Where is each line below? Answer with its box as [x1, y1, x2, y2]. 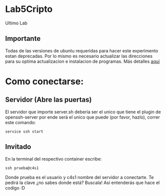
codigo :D [5, 185, 25, 191]
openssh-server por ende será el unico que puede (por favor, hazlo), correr [5, 114, 161, 120]
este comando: [5, 119, 36, 125]
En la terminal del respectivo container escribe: [5, 156, 102, 162]
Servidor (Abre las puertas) [5, 96, 92, 104]
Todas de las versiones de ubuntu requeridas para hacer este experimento [5, 47, 159, 53]
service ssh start [5, 129, 43, 134]
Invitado [5, 143, 31, 151]
